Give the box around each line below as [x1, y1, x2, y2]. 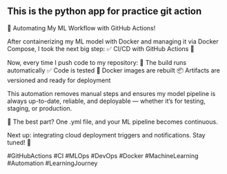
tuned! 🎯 [7, 138, 32, 146]
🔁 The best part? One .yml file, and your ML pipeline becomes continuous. [7, 117, 219, 126]
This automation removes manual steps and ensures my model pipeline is [7, 89, 216, 97]
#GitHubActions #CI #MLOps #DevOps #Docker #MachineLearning [7, 151, 199, 159]
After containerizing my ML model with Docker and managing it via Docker [7, 37, 219, 46]
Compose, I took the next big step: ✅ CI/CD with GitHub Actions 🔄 [7, 44, 195, 52]
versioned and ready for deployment [7, 76, 111, 84]
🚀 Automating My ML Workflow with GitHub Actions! [7, 23, 156, 32]
